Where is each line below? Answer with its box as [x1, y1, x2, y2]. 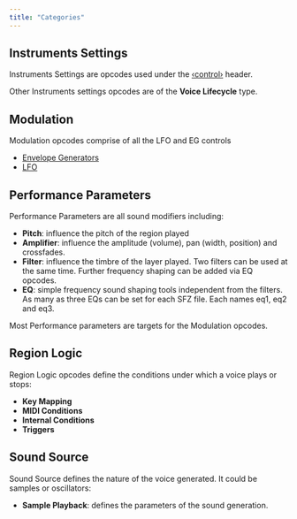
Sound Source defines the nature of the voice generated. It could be [9, 473, 258, 484]
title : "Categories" [9, 12, 86, 22]
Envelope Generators [21, 152, 100, 164]
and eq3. [21, 303, 55, 314]
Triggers [21, 424, 55, 434]
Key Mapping [21, 395, 72, 407]
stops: [9, 378, 33, 389]
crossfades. [21, 247, 65, 257]
